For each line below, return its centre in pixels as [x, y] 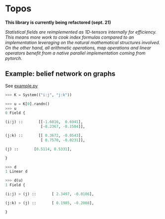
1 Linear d [16, 171]
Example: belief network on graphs [60, 74]
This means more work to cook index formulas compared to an [70, 37]
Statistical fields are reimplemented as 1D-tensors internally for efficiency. [81, 32]
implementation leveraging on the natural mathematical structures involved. [83, 42]
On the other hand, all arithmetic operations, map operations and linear [78, 48]
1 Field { [15, 185]
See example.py [22, 86]
